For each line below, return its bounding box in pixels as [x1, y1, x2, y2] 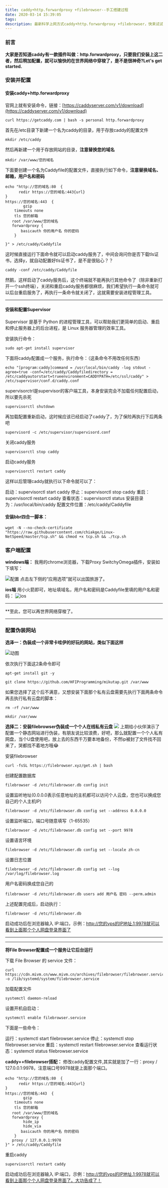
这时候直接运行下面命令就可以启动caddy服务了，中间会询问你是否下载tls [5, 251, 154, 257]
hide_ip [23, 1119, 39, 1124]
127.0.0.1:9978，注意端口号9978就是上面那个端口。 [5, 1065, 110, 1071]
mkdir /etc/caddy [5, 137, 41, 142]
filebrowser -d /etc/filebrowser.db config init [5, 782, 108, 787]
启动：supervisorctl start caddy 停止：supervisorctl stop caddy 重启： [5, 488, 150, 495]
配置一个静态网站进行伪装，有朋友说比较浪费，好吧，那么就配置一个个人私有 [5, 730, 163, 736]
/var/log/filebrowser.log [5, 871, 59, 876]
